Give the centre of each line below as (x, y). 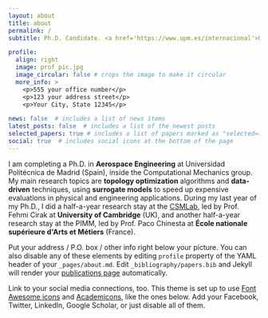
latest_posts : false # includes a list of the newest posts (112, 126)
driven (19, 189)
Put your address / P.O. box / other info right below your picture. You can (128, 247)
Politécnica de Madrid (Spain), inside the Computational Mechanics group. (130, 172)
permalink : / (30, 30)
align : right (37, 60)
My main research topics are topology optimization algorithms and (119, 181)
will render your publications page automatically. (88, 272)
